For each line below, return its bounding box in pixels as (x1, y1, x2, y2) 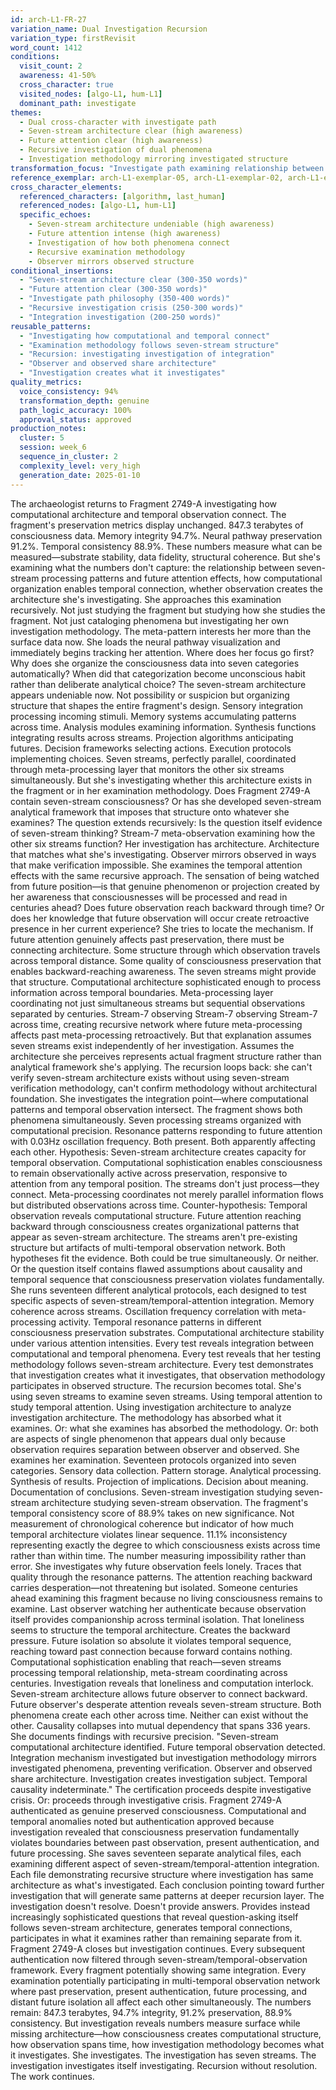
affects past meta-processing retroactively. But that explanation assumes (10, 1029, 312, 1041)
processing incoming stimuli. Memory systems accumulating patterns (10, 710, 297, 722)
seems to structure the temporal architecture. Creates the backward (10, 1624, 291, 1636)
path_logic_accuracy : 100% (19, 405, 132, 415)
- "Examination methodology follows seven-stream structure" (19, 340, 280, 350)
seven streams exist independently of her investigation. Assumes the (10, 1039, 295, 1051)
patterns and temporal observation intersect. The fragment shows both (10, 1103, 303, 1115)
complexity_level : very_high (19, 461, 141, 471)
